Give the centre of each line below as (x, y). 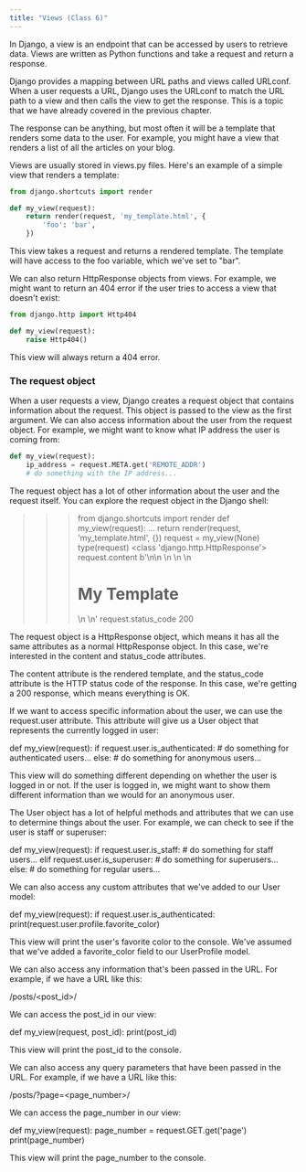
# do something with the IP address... (102, 473)
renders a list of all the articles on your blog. (92, 147)
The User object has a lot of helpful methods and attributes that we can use (152, 813)
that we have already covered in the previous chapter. (111, 110)
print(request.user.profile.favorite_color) (84, 924)
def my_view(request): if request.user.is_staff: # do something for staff (142, 850)
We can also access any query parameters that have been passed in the (145, 1068)
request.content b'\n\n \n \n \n (134, 557)
